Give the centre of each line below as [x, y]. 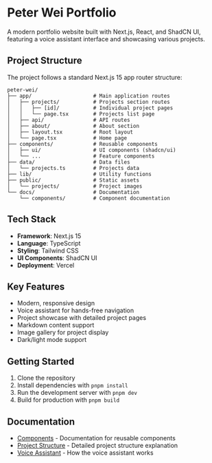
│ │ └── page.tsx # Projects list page [81, 114]
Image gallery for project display [63, 332]
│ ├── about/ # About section [73, 126]
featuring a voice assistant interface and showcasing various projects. [106, 39]
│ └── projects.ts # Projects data [73, 168]
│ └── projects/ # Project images [75, 186]
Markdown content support [56, 325]
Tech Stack [32, 219]
